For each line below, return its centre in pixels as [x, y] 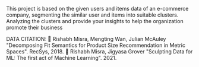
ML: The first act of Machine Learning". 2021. [61, 58]
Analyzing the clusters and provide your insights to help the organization [95, 21]
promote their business [34, 27]
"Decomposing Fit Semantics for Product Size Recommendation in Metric [96, 45]
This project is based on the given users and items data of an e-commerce [97, 9]
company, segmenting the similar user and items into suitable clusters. [92, 15]
